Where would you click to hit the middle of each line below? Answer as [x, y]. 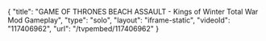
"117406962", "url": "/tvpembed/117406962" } [83, 29]
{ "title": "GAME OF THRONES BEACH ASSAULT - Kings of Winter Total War [133, 12]
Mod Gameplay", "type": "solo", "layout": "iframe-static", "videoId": [119, 20]
